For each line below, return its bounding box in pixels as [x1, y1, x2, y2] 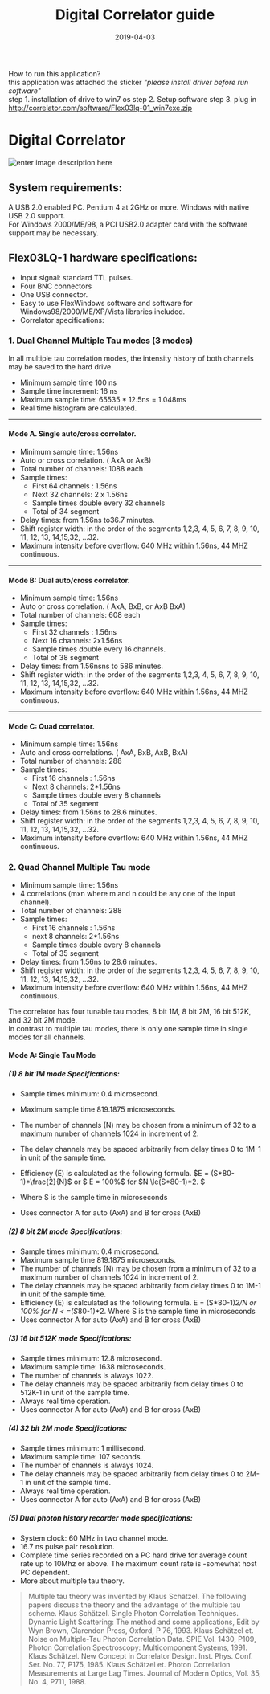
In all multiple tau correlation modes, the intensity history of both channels [8, 353, 255, 363]
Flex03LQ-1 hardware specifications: [8, 251, 198, 265]
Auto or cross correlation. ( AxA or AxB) [19, 455, 152, 465]
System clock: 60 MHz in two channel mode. [19, 1533, 169, 1543]
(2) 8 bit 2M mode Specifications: [8, 1227, 123, 1236]
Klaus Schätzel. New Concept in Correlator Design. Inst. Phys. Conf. [27, 1651, 253, 1661]
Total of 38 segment [31, 653, 99, 663]
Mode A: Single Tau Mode [8, 1051, 96, 1060]
